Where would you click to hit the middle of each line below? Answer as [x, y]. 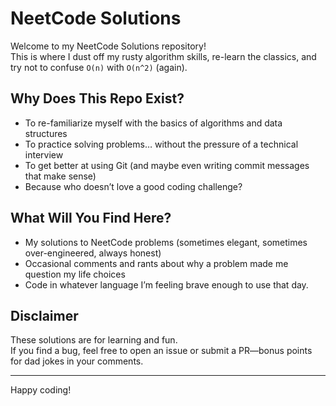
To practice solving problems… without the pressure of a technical [161, 144]
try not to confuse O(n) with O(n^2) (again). [99, 67]
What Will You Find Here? [91, 218]
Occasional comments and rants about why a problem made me [156, 263]
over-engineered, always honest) [93, 253]
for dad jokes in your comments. [77, 361]
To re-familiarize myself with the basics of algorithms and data [153, 123]
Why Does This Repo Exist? [97, 98]
